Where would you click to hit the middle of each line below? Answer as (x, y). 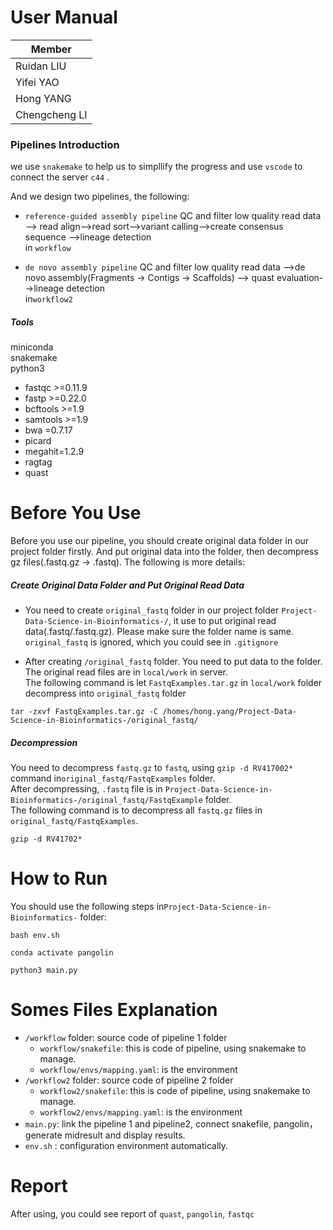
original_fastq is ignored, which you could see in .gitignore (151, 642)
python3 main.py (44, 971)
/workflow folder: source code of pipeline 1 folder (126, 1037)
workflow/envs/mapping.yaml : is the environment (138, 1069)
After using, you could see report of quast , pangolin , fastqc (132, 1213)
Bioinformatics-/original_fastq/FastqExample (106, 801)
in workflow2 (48, 299)
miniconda (32, 347)
